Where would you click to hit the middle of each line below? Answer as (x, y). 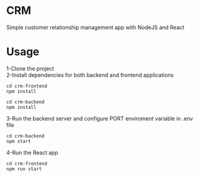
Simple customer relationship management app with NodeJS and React (96, 27)
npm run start (24, 169)
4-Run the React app (32, 153)
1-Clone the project (30, 68)
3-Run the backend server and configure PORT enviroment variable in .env (100, 118)
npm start (19, 141)
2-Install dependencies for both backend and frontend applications (90, 75)
